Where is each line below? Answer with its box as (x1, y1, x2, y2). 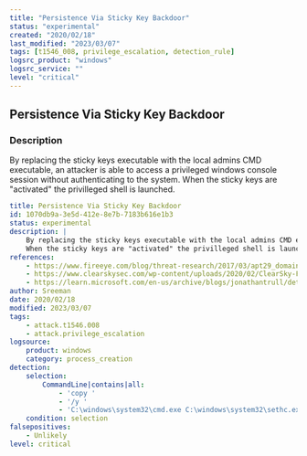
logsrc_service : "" (9, 65, 84, 74)
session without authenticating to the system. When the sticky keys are (9, 175, 278, 186)
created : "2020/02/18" (9, 30, 96, 39)
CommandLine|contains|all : (42, 380, 145, 389)
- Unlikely (26, 431, 68, 440)
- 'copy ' (58, 388, 96, 398)
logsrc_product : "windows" (9, 56, 112, 65)
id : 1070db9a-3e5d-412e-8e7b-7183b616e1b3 (9, 210, 174, 219)
